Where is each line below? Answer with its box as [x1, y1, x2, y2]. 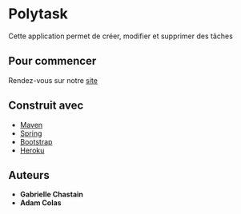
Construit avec [8, 99, 84, 113]
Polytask [8, 5, 68, 23]
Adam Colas [19, 198, 62, 208]
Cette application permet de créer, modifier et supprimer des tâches [8, 31, 234, 41]
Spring [19, 129, 42, 138]
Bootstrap [19, 137, 53, 146]
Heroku [19, 145, 45, 155]
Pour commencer [8, 54, 97, 68]
